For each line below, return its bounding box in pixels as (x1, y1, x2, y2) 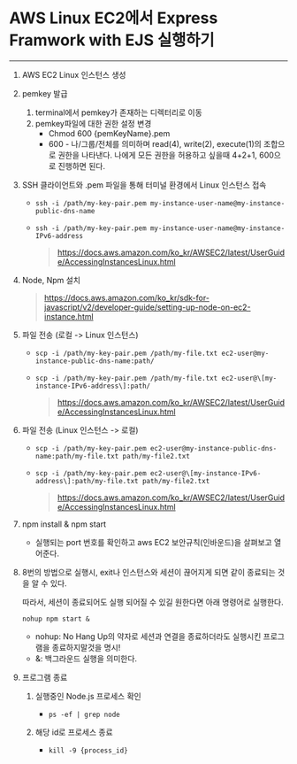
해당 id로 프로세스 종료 (34, 727, 113, 737)
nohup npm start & (21, 614, 90, 623)
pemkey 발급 (21, 88, 68, 98)
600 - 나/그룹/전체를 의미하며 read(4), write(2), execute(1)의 (48, 138, 263, 149)
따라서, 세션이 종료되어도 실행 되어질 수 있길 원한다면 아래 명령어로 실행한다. (21, 597, 285, 607)
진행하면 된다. (57, 160, 106, 171)
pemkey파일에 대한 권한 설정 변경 (34, 118, 152, 128)
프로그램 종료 (21, 672, 68, 683)
